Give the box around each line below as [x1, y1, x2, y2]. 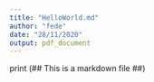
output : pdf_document [9, 38, 91, 48]
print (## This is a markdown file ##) [9, 63, 146, 74]
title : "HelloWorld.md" [9, 13, 100, 23]
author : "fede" [9, 22, 67, 31]
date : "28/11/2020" [9, 30, 83, 39]
